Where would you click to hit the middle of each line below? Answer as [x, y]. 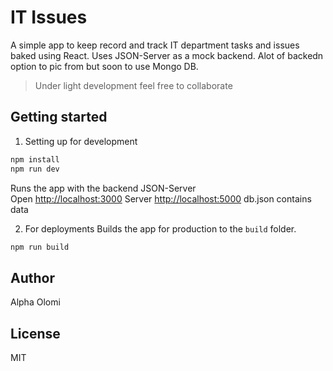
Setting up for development [81, 141]
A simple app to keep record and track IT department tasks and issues [155, 45]
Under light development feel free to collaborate [133, 85]
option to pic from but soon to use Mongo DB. [104, 66]
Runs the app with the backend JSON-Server [103, 188]
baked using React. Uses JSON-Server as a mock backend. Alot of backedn [167, 55]
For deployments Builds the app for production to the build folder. [160, 228]
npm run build [40, 247]
